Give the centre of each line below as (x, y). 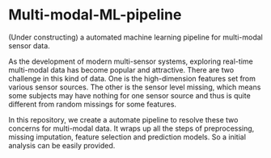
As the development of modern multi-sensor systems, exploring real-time (131, 61)
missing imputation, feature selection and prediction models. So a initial (127, 137)
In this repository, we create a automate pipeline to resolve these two (123, 119)
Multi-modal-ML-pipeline (95, 15)
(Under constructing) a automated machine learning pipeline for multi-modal (135, 37)
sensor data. (29, 45)
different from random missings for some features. (92, 104)
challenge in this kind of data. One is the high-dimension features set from (132, 78)
